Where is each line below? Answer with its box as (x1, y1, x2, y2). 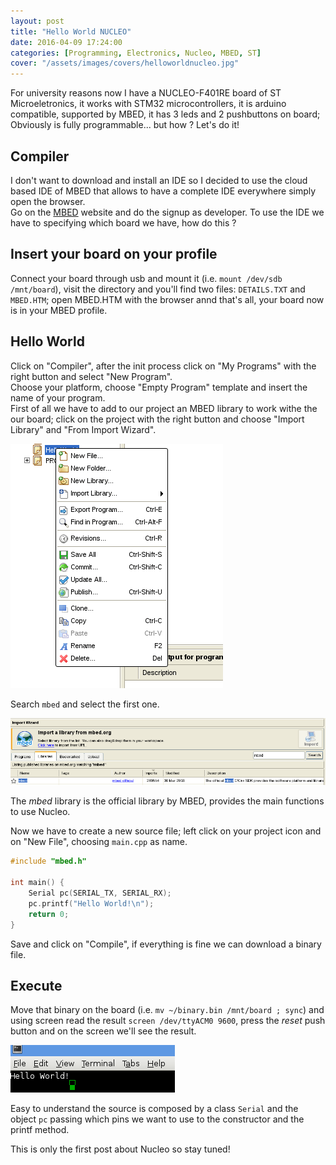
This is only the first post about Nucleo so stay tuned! (10, 1143, 231, 1155)
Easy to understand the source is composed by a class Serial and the (10, 1103, 299, 1115)
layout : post (10, 16, 65, 26)
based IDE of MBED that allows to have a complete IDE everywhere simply (10, 185, 317, 197)
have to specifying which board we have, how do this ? (10, 216, 237, 229)
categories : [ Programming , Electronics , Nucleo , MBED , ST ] (10, 48, 262, 58)
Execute (10, 977, 63, 994)
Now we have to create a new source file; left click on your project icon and (10, 825, 322, 837)
